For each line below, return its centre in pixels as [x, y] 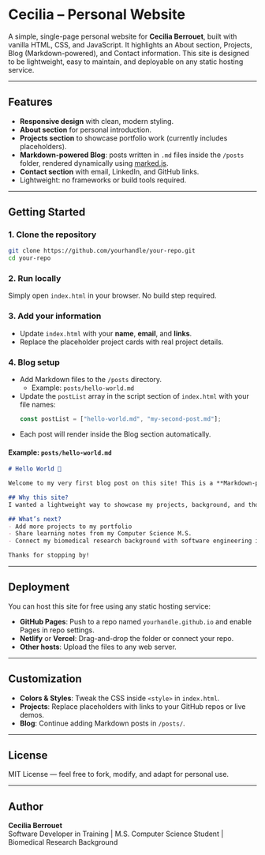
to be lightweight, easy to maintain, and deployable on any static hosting [126, 62]
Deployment [39, 587]
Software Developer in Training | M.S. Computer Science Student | [116, 834]
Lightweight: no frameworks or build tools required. [103, 180]
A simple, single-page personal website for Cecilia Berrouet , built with [123, 36]
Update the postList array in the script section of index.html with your [134, 396]
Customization [45, 679]
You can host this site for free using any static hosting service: [110, 606]
